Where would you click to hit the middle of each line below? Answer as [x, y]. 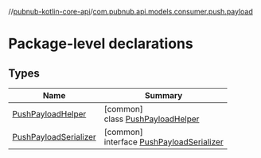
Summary [164, 95]
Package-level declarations [101, 44]
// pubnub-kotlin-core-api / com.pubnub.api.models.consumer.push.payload [130, 12]
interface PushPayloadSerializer [164, 142]
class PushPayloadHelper [152, 119]
